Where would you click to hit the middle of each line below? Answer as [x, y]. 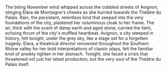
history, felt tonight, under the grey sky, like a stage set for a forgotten [77, 38]
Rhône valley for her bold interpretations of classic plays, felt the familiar [79, 49]
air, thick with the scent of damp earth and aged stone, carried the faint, [79, 28]
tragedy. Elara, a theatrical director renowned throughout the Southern [77, 43]
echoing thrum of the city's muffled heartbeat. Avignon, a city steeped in [79, 33]
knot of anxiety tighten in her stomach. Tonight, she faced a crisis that [77, 54]
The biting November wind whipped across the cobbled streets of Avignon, [82, 7]
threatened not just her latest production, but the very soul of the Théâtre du [83, 59]
